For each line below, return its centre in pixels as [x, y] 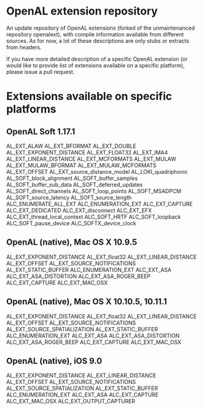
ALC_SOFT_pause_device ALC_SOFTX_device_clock [71, 223]
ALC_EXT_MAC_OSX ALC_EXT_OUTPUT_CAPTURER [71, 402]
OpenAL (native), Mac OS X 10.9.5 [72, 243]
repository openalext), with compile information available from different [95, 34]
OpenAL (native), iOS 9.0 [54, 361]
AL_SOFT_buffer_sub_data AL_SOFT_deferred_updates [75, 184]
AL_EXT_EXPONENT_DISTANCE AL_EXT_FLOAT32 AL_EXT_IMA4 [87, 152]
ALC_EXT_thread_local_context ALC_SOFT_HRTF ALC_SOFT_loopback [94, 217]
